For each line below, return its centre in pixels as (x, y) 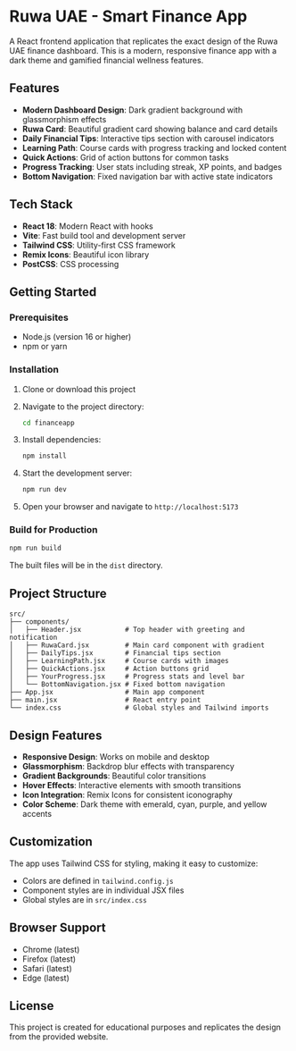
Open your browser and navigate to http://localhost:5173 (130, 507)
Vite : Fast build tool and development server (104, 235)
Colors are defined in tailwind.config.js (98, 880)
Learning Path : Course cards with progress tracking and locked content (154, 147)
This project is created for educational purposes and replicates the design (145, 1027)
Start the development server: (77, 473)
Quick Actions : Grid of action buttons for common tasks (125, 157)
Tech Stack (41, 204)
